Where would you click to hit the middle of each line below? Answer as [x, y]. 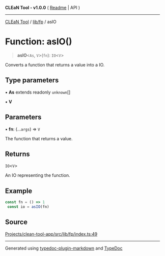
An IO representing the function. [38, 175]
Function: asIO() [39, 42]
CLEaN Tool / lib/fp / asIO [31, 22]
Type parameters [32, 80]
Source [16, 222]
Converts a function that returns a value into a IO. [55, 64]
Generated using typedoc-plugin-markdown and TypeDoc [64, 248]
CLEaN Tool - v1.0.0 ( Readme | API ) [42, 8]
